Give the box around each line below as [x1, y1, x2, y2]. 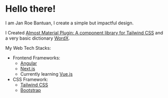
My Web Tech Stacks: [5, 45, 51, 51]
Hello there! [5, 3, 56, 15]
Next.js [20, 66, 36, 72]
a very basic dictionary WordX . [5, 35, 70, 41]
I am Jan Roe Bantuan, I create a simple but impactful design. [5, 20, 134, 26]
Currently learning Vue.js [20, 71, 73, 77]
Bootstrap [20, 87, 41, 93]
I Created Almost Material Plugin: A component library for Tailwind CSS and [5, 29, 163, 36]
